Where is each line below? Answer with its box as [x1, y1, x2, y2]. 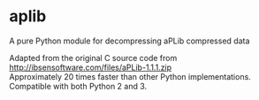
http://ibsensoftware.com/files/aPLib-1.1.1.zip [9, 62, 172, 73]
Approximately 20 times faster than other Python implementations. [9, 71, 252, 81]
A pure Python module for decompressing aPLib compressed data [9, 35, 250, 46]
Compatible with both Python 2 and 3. [9, 81, 148, 91]
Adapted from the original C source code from [9, 52, 178, 63]
